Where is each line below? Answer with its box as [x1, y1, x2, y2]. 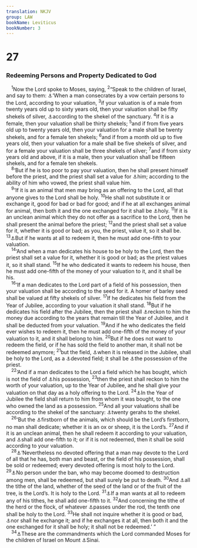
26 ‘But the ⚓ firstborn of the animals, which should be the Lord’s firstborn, [11, 415, 190, 423]
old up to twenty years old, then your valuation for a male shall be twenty [6, 126, 183, 133]
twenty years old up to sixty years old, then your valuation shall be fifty [6, 105, 178, 113]
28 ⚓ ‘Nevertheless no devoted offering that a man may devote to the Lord [11, 448, 188, 457]
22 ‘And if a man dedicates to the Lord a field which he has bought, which [11, 367, 187, 375]
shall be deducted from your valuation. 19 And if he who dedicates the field [6, 321, 186, 329]
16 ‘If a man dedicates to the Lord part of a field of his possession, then [11, 280, 181, 288]
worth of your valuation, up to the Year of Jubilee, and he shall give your [6, 382, 181, 389]
